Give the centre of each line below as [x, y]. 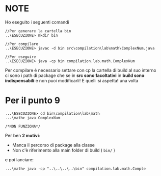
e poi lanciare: [19, 159]
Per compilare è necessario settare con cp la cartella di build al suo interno [81, 70]
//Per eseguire [21, 57]
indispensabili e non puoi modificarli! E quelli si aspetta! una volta [72, 80]
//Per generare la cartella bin [38, 31]
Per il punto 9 [33, 101]
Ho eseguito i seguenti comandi [37, 22]
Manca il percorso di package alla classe [53, 145]
